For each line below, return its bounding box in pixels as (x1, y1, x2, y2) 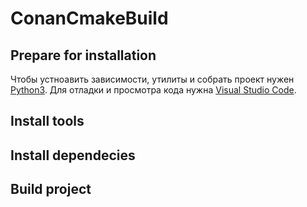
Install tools (10, 113, 85, 130)
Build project (10, 181, 92, 198)
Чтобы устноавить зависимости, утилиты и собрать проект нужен (10, 73, 295, 85)
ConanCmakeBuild (10, 7, 169, 30)
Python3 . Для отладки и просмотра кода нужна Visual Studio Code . (10, 84, 297, 96)
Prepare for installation (10, 47, 157, 64)
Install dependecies (10, 147, 136, 164)
